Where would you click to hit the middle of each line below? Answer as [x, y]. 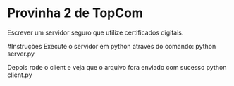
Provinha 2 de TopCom [75, 13]
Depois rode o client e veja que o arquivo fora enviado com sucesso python [117, 67]
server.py [21, 54]
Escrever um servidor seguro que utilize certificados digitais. [96, 32]
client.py [20, 75]
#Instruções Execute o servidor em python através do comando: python [112, 46]
